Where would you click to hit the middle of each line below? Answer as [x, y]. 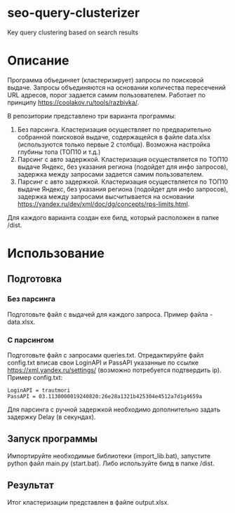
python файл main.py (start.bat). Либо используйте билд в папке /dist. [111, 463]
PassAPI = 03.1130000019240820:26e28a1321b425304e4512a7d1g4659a [105, 397]
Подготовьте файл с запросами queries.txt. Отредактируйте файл [106, 355]
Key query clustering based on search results [73, 32]
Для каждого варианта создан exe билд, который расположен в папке [113, 217]
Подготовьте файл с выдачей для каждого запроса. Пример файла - [110, 314]
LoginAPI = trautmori [39, 390]
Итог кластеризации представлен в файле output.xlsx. [88, 502]
